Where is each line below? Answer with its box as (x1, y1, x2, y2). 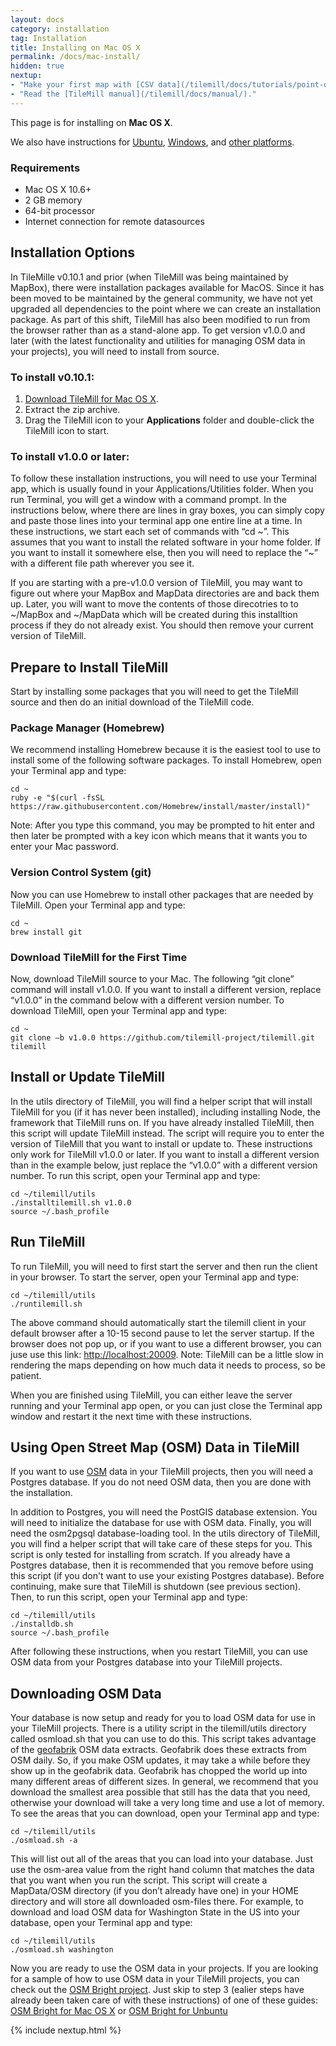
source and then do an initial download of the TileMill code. (10, 696, 255, 708)
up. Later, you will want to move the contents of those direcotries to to (10, 598, 299, 610)
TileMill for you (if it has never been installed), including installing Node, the (10, 1106, 321, 1118)
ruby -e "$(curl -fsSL (10, 793, 105, 803)
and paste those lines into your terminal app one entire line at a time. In (10, 515, 303, 527)
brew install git (10, 927, 83, 937)
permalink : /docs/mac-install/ (10, 52, 141, 62)
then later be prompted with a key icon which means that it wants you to (10, 830, 308, 842)
